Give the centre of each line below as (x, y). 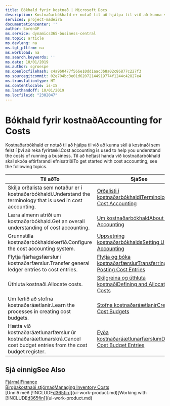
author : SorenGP (22, 29)
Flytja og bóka (114, 257)
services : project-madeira (34, 19)
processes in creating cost (39, 311)
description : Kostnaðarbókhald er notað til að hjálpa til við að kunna (83, 15)
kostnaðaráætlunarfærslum (129, 339)
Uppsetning (111, 236)
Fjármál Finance (21, 382)
